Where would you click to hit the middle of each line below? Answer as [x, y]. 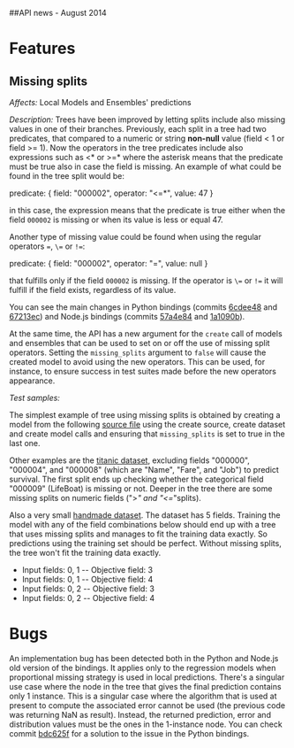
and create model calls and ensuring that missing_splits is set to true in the [147, 434]
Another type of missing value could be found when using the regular [136, 237]
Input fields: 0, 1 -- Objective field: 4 [87, 579]
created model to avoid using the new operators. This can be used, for [137, 362]
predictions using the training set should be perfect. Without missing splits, [146, 543]
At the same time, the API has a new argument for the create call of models [146, 334]
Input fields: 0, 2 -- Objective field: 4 [88, 598]
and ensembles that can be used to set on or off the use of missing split [140, 343]
